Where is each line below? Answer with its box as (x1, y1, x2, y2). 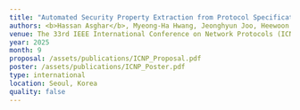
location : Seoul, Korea (9, 79, 98, 88)
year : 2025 (9, 37, 50, 47)
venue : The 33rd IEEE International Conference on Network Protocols (9, 29, 274, 38)
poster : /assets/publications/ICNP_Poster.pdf (9, 63, 186, 72)
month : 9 (9, 46, 42, 55)
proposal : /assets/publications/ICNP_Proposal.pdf (9, 54, 202, 63)
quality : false (9, 87, 66, 96)
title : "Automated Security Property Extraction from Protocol (9, 12, 250, 22)
